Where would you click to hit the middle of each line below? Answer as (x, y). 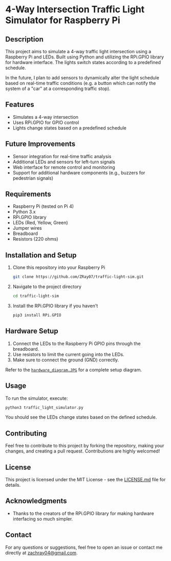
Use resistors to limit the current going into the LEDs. (68, 354)
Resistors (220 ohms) (35, 239)
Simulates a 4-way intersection (45, 117)
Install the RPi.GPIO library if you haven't (55, 306)
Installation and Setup (41, 255)
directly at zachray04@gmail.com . (41, 553)
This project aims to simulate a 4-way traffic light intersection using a (78, 51)
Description (24, 39)
